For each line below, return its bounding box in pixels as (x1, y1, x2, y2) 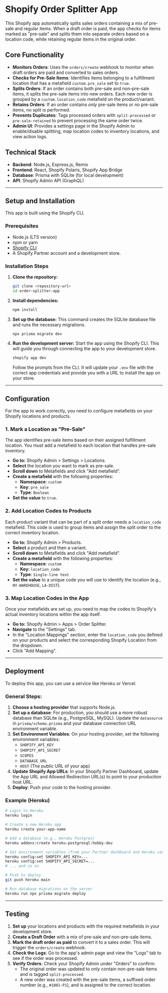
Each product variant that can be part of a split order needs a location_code (5, 519, 161, 525)
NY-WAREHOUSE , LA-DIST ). (12, 582, 61, 588)
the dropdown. (12, 642, 43, 649)
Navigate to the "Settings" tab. (12, 627, 76, 633)
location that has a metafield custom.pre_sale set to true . (12, 80, 130, 86)
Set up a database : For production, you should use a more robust (12, 710, 147, 716)
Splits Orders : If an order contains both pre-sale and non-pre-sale (12, 85, 149, 91)
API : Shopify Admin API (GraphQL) (12, 177, 84, 183)
